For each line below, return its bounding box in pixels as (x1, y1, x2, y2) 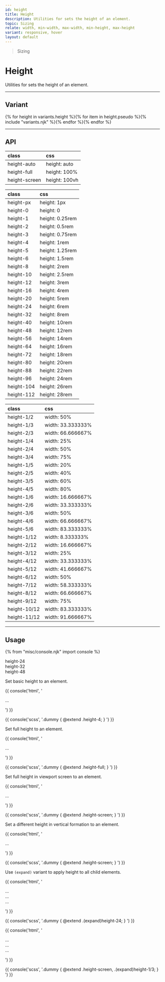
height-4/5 (7, 486, 34, 492)
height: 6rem (39, 303, 69, 310)
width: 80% (44, 486, 72, 492)
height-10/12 (7, 606, 40, 613)
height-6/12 (7, 574, 37, 581)
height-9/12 (7, 598, 37, 605)
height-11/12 (7, 614, 40, 621)
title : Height (5, 12, 34, 17)
